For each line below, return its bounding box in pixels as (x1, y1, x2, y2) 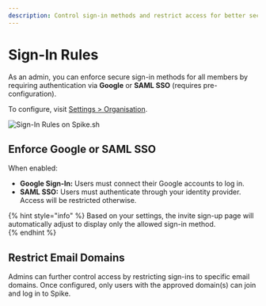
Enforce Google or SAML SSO (8, 142, 157, 155)
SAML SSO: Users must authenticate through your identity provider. (19, 187, 241, 197)
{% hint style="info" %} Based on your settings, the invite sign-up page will (8, 211, 254, 220)
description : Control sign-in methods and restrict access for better (8, 11, 246, 20)
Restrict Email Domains (8, 251, 125, 264)
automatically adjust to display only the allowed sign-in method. (8, 220, 216, 229)
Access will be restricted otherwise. (19, 196, 137, 205)
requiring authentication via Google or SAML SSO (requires (8, 80, 202, 90)
